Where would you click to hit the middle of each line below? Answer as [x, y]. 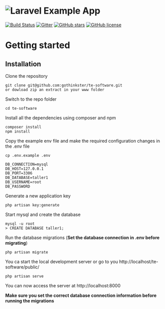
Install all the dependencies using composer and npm [61, 118]
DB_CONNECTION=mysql [27, 164]
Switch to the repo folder [31, 99]
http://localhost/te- [139, 261]
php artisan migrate [27, 252]
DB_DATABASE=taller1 [27, 178]
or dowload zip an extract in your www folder [55, 90]
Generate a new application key [38, 196]
